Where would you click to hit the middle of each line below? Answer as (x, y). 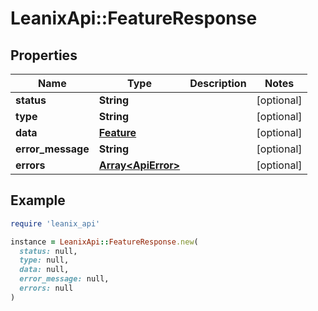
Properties (44, 55)
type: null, (44, 260)
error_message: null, (64, 279)
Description (218, 83)
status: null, (48, 251)
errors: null (46, 288)
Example (38, 200)
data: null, (44, 270)
